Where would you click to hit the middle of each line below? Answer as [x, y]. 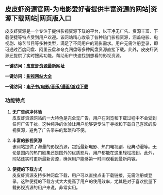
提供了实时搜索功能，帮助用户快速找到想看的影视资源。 [69, 55]
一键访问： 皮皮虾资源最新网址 [35, 66]
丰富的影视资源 [27, 140]
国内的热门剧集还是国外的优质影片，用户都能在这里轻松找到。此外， [89, 153]
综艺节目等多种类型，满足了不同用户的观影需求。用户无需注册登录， [86, 43]
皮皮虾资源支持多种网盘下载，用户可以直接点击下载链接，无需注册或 [80, 175]
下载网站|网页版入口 [41, 18]
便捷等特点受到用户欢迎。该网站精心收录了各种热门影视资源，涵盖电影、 [81, 37]
